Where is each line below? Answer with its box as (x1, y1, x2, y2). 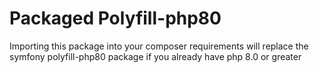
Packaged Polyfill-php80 (9, 7, 222, 30)
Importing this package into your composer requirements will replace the (9, 40, 309, 52)
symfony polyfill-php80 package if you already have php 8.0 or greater (9, 50, 302, 62)
